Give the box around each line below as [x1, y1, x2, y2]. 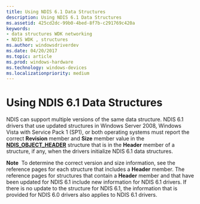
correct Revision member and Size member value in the [6, 135, 145, 142]
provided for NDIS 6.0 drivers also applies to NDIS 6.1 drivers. [6, 191, 157, 199]
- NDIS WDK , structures [6, 37, 68, 43]
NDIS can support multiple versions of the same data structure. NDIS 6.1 [6, 116, 184, 123]
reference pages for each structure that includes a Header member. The [6, 166, 185, 173]
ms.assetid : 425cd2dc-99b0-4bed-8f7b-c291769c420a [6, 20, 135, 26]
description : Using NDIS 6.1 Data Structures [6, 14, 122, 20]
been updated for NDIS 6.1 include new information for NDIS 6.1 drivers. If [6, 178, 187, 186]
